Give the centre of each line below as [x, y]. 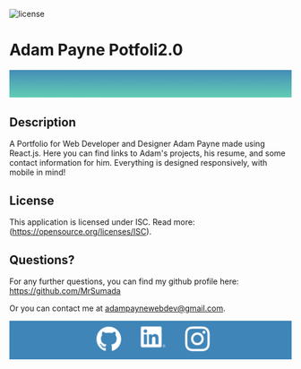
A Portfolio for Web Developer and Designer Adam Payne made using [138, 144]
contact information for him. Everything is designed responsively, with [138, 163]
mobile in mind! [38, 172]
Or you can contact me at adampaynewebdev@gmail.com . [117, 308]
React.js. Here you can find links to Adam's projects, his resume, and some [147, 153]
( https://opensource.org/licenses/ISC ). [81, 232]
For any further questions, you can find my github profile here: [124, 281]
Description [43, 122]
